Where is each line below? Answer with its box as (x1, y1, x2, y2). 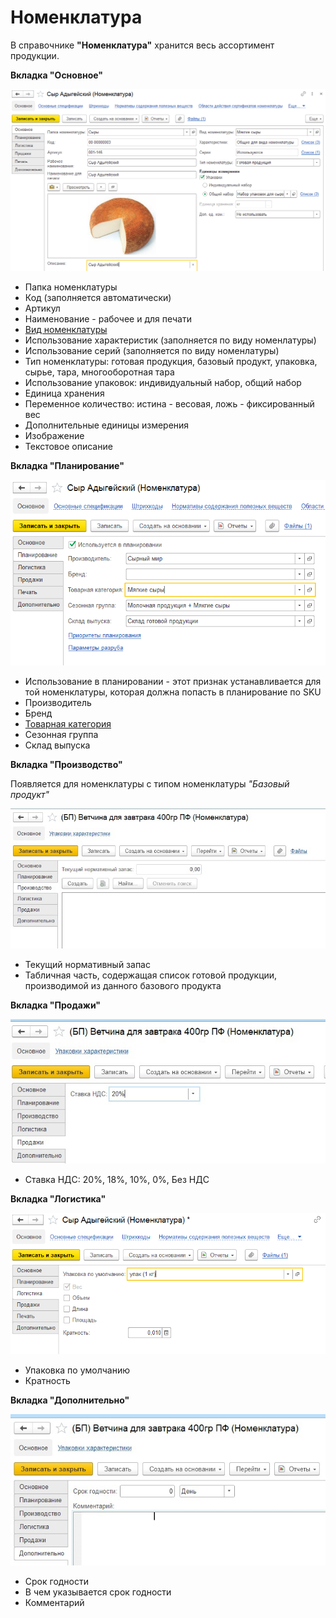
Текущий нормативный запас (24, 959, 151, 971)
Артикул (24, 302, 61, 314)
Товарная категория (24, 718, 112, 730)
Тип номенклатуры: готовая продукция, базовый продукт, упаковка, (24, 355, 318, 367)
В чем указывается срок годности (24, 1586, 172, 1598)
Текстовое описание (24, 440, 113, 452)
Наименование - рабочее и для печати (24, 312, 192, 325)
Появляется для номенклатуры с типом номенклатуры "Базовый (10, 778, 290, 790)
